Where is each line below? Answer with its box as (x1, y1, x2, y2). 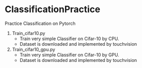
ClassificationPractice (5, 4, 100, 15)
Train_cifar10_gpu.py (12, 46, 55, 52)
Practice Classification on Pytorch (5, 20, 76, 26)
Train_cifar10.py (12, 30, 46, 36)
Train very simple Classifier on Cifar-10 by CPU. (19, 36, 120, 42)
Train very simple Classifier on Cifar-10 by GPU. (19, 52, 120, 58)
